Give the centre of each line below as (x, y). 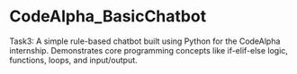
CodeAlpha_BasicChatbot (108, 16)
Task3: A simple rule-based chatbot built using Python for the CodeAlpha (145, 41)
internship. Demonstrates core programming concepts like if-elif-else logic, (148, 50)
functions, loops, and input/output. (73, 60)
